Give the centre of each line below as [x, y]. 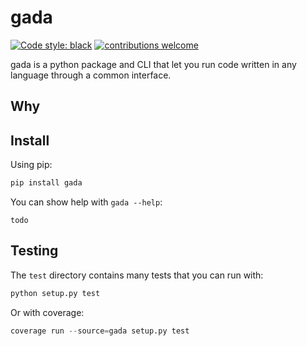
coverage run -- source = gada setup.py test [100, 331]
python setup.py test [55, 293]
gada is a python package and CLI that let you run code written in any [153, 64]
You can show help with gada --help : [86, 202]
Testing [34, 251]
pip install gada [46, 183]
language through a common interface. [91, 75]
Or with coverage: [47, 312]
